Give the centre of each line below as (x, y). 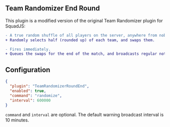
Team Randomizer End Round (53, 8)
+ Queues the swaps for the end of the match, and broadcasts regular (81, 54)
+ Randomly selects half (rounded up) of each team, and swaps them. (80, 40)
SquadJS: (15, 26)
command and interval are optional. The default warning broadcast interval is (84, 115)
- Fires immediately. (28, 49)
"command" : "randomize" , (36, 96)
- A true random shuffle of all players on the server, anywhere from (81, 35)
